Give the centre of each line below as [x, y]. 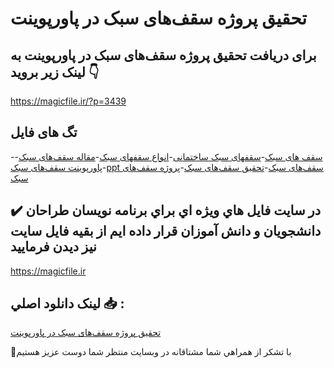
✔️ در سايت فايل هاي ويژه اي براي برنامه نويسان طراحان [166, 210]
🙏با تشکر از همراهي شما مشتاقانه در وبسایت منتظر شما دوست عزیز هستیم [151, 352]
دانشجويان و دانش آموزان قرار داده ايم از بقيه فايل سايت [166, 231]
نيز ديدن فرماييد [53, 247]
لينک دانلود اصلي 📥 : [67, 303]
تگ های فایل [44, 132]
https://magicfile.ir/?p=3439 [68, 101]
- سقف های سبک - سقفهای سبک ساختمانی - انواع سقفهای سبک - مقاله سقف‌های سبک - [166, 156]
